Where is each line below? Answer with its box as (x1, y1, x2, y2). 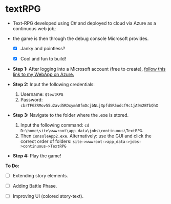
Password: (20, 97, 43, 103)
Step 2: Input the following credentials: (12, 81, 95, 88)
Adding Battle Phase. (12, 183, 57, 189)
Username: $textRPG (20, 91, 63, 97)
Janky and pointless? (20, 45, 66, 51)
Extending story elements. (12, 173, 68, 179)
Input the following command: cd (20, 122, 90, 128)
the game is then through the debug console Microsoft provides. (12, 35, 149, 42)
